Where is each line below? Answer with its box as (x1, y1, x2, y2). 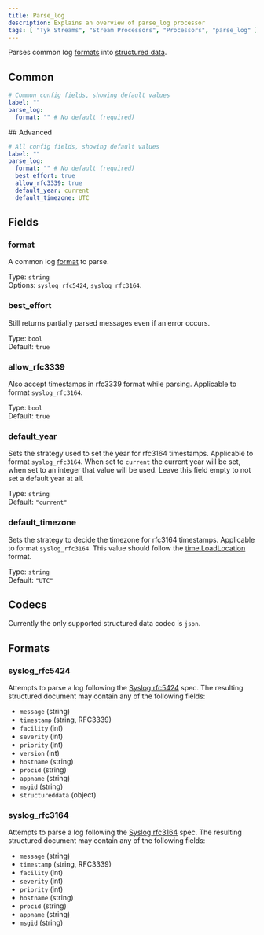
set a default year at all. (8, 473, 84, 484)
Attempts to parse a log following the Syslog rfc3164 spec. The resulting (8, 827, 242, 837)
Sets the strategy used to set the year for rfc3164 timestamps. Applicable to (8, 449, 254, 458)
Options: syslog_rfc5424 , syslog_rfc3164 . (8, 281, 142, 290)
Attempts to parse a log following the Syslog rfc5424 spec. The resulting (8, 683, 244, 693)
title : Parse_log (8, 11, 65, 20)
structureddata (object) (19, 790, 97, 800)
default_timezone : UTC (15, 193, 90, 201)
